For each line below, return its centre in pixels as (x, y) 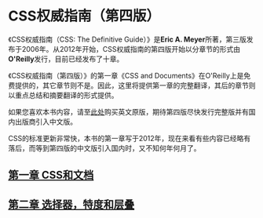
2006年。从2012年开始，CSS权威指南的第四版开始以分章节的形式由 (131, 49)
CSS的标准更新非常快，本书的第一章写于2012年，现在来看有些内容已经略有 (130, 138)
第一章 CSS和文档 (51, 175)
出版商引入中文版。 (46, 122)
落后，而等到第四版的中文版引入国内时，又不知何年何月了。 (104, 148)
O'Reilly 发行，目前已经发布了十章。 (66, 59)
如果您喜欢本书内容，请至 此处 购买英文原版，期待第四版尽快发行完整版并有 (128, 111)
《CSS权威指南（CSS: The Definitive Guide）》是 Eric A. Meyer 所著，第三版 (128, 39)
